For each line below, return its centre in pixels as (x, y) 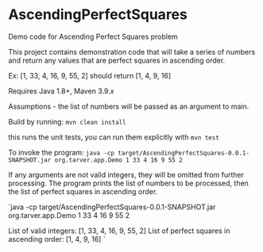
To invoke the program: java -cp (62, 152)
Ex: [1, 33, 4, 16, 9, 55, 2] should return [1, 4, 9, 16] (90, 75)
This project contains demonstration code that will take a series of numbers (132, 52)
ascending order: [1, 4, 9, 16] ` (57, 239)
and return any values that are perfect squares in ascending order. (117, 60)
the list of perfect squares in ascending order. (83, 191)
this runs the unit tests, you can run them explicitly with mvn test (114, 137)
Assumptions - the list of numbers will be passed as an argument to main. (129, 106)
